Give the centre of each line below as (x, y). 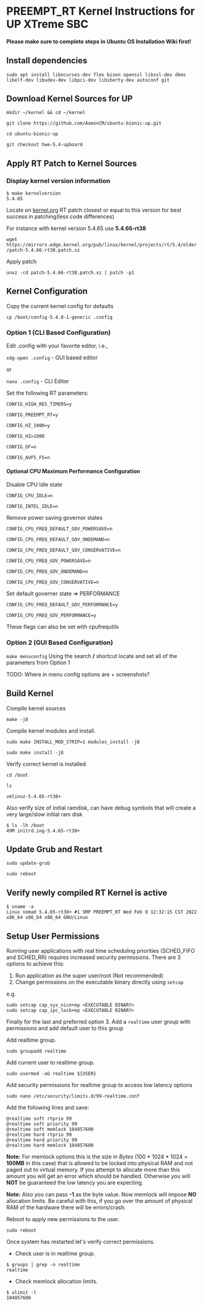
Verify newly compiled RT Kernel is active (87, 893)
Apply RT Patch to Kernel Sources (72, 163)
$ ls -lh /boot (26, 825)
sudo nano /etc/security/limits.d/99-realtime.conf (73, 1096)
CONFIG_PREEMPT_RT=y (33, 415)
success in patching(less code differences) (60, 217)
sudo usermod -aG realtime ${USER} (51, 1074)
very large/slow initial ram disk (45, 814)
